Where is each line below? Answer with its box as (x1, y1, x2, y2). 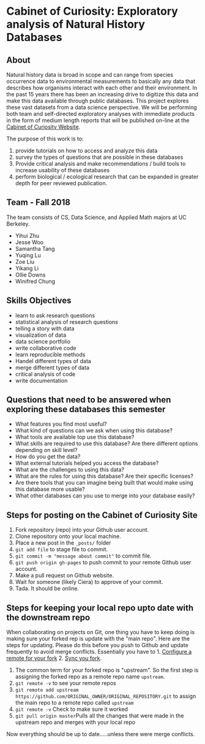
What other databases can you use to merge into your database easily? (15, 492, 195, 499)
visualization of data (15, 331, 66, 339)
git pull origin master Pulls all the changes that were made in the (15, 712, 184, 719)
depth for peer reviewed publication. (15, 180, 108, 186)
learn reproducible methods (15, 351, 86, 358)
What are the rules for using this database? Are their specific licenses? (15, 472, 194, 480)
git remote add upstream (15, 687, 79, 694)
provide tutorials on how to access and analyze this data (15, 147, 158, 154)
